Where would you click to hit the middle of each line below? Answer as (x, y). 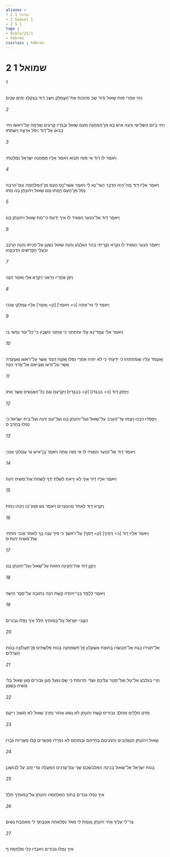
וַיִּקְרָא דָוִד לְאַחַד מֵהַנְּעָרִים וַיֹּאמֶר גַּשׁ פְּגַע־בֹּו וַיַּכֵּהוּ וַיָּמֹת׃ (55, 506)
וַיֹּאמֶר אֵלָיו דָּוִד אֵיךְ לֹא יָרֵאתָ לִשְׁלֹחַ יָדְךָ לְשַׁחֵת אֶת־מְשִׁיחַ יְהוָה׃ (61, 479)
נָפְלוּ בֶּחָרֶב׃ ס (18, 424)
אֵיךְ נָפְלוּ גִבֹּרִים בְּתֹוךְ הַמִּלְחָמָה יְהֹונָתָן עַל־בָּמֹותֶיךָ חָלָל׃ (55, 795)
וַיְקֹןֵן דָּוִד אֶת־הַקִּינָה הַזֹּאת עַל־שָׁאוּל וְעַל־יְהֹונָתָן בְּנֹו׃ (51, 566)
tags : (13, 29)
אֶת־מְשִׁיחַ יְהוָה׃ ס (21, 538)
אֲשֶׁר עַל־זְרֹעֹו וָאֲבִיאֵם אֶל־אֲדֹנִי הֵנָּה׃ (37, 364)
